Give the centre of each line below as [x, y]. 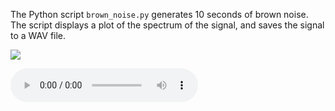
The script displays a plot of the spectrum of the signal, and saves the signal [167, 25]
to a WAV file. [38, 35]
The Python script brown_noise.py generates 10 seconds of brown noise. [159, 14]
